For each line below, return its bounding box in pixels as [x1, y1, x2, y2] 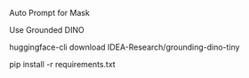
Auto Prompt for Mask [9, 8, 91, 18]
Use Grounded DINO [9, 25, 84, 35]
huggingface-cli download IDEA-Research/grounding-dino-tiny [9, 42, 240, 52]
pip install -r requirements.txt [9, 59, 116, 69]
